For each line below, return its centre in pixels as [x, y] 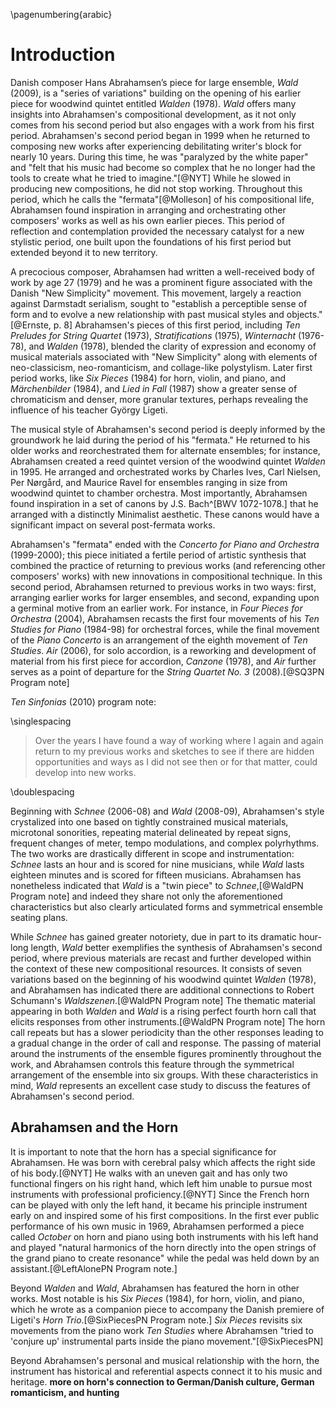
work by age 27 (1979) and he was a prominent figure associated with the [161, 282]
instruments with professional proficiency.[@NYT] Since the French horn [160, 1194]
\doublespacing [42, 791]
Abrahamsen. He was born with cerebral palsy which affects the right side [163, 1162]
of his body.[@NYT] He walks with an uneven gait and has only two [149, 1173]
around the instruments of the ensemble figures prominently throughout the [166, 1053]
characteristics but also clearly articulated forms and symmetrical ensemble [166, 906]
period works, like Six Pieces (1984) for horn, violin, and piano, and [148, 378]
